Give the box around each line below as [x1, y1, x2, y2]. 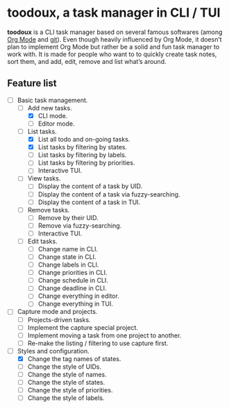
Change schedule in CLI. [37, 276, 109, 285]
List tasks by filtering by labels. [37, 151, 127, 159]
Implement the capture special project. [27, 323, 139, 331]
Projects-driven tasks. [27, 315, 92, 324]
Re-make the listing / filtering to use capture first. [27, 339, 169, 347]
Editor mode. [37, 119, 75, 128]
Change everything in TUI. [37, 300, 113, 308]
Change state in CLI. [37, 253, 96, 261]
